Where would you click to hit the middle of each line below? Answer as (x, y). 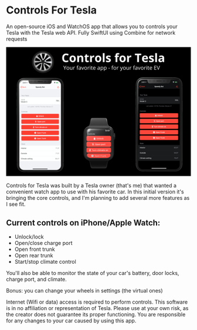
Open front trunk (35, 249)
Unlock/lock (29, 237)
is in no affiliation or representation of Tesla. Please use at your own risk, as (97, 308)
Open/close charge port (43, 243)
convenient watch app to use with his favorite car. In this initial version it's (95, 192)
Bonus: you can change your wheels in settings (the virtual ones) (84, 291)
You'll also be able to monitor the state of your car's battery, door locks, (93, 273)
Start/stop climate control (45, 262)
